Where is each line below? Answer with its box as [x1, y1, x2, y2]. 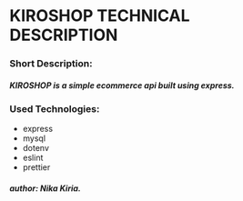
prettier [22, 162, 51, 173]
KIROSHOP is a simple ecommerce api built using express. [9, 79, 235, 91]
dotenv [22, 143, 50, 154]
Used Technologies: [9, 103, 100, 116]
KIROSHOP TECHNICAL [9, 5, 190, 26]
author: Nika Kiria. [9, 183, 82, 194]
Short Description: [9, 57, 93, 70]
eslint [22, 152, 44, 164]
